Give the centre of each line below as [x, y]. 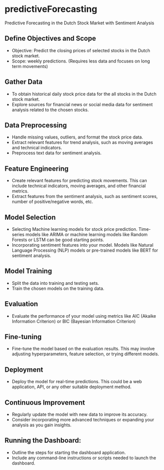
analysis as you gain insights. [41, 425]
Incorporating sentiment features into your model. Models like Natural [82, 245]
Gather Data [24, 82]
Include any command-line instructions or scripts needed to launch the [84, 458]
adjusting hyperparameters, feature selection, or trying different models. [85, 354]
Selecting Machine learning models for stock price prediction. [75, 229]
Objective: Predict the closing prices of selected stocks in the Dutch [81, 50]
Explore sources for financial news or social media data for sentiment [82, 104]
